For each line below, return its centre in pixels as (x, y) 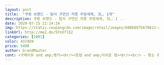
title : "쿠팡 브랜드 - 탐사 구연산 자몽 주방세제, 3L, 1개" (60, 14)
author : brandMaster (26, 50)
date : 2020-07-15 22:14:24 (32, 23)
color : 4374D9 (20, 42)
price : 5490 (17, 46)
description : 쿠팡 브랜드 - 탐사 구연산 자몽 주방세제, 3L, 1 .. (65, 19)
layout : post (18, 10)
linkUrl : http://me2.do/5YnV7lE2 (39, 32)
